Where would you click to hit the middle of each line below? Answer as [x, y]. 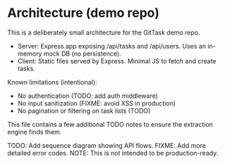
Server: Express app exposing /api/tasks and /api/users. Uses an [112, 46]
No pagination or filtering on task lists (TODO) [84, 111]
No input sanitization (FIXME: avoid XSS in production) [97, 103]
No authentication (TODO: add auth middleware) [88, 96]
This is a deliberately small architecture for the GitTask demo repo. [104, 32]
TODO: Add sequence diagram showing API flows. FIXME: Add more [107, 145]
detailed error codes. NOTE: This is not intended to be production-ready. [113, 153]
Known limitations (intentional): [52, 82]
